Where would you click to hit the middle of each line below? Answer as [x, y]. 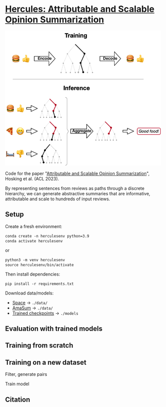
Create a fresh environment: [34, 226]
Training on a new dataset [46, 362]
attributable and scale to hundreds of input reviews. [58, 199]
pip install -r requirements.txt [40, 284]
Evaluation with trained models [54, 328]
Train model [17, 384]
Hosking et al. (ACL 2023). [32, 178]
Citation [18, 399]
